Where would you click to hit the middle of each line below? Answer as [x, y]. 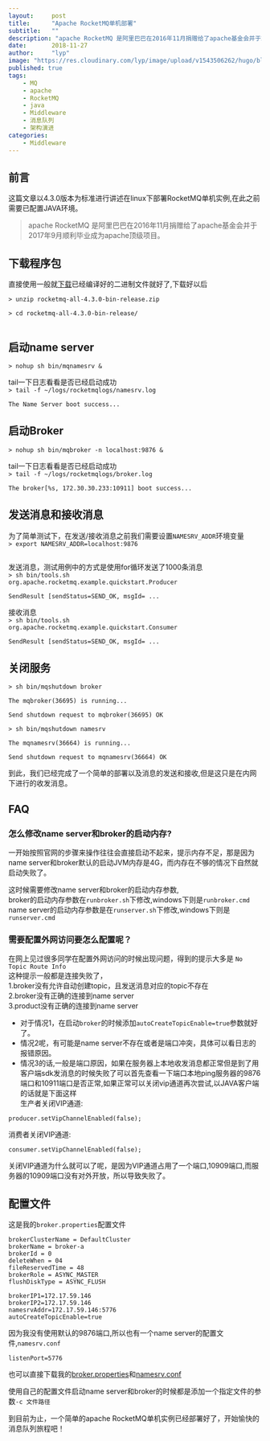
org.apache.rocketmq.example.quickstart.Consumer [93, 627]
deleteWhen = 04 [35, 1261]
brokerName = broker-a [46, 1247]
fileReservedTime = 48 [46, 1268]
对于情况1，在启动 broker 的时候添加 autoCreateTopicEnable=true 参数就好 [139, 1023]
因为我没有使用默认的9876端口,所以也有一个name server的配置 [112, 1333]
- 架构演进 [39, 128]
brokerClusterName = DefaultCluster [70, 1240]
